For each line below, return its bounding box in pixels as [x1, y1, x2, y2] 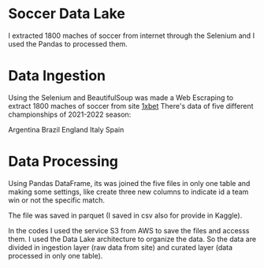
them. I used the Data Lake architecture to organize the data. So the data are [8, 234, 257, 244]
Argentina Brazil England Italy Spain [8, 125, 125, 134]
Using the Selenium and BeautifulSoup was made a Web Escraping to [8, 92, 234, 102]
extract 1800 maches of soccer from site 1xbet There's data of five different [8, 101, 254, 110]
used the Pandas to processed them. [8, 39, 128, 48]
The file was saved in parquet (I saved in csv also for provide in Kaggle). [8, 210, 243, 220]
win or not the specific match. [8, 195, 105, 205]
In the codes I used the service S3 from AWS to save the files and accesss [8, 225, 250, 235]
